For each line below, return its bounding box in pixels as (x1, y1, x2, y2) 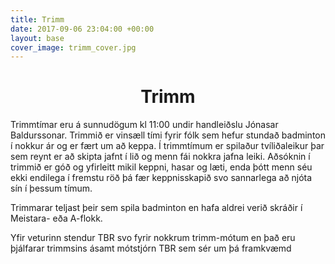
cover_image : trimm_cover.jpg (10, 42, 137, 53)
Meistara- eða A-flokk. (10, 212, 103, 225)
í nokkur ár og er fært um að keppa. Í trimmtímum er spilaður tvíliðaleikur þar (10, 140, 325, 152)
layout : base (10, 33, 65, 43)
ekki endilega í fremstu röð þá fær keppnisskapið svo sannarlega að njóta (10, 172, 313, 184)
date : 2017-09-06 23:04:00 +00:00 (10, 24, 155, 34)
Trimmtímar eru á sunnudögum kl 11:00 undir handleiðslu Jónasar (10, 119, 279, 131)
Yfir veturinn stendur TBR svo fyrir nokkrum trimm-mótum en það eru (10, 232, 296, 244)
